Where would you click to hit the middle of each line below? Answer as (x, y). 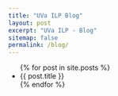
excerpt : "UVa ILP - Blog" (53, 30)
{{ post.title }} (42, 76)
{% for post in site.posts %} (65, 67)
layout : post (30, 23)
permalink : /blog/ (38, 45)
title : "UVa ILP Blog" (46, 15)
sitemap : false (33, 38)
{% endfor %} (42, 85)
